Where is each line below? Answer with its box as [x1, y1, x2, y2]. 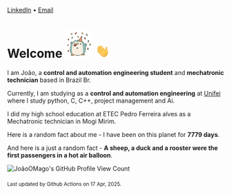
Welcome [7, 46, 63, 61]
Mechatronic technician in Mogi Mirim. [7, 117, 117, 125]
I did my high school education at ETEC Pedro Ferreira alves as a [7, 109, 191, 118]
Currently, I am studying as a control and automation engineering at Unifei [7, 89, 221, 97]
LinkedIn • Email [7, 6, 54, 14]
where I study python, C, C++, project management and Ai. [7, 96, 175, 105]
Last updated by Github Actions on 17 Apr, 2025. [7, 180, 122, 188]
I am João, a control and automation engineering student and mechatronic [7, 68, 224, 76]
